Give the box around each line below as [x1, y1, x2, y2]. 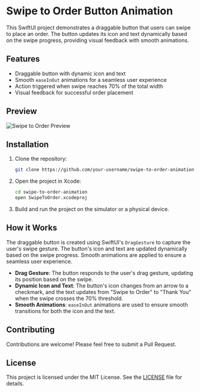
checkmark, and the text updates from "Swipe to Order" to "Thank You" [14, 288, 192, 295]
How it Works [6, 223, 57, 233]
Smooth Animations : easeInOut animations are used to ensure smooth [14, 301, 188, 308]
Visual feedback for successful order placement [14, 88, 133, 96]
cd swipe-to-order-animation [14, 189, 88, 195]
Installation [6, 139, 49, 149]
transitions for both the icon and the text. [14, 307, 116, 314]
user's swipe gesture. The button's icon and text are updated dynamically [6, 245, 187, 252]
